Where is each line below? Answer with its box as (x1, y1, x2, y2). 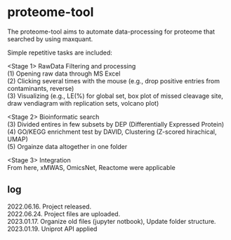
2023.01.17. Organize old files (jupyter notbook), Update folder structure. (7, 217, 216, 225)
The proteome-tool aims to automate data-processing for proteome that (7, 27, 216, 36)
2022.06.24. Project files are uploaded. (7, 209, 121, 218)
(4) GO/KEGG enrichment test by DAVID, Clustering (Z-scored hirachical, (7, 127, 217, 136)
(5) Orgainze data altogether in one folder (7, 142, 128, 150)
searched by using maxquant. (7, 34, 93, 43)
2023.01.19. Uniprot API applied (7, 225, 98, 233)
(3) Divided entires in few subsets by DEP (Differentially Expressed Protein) (7, 120, 225, 128)
